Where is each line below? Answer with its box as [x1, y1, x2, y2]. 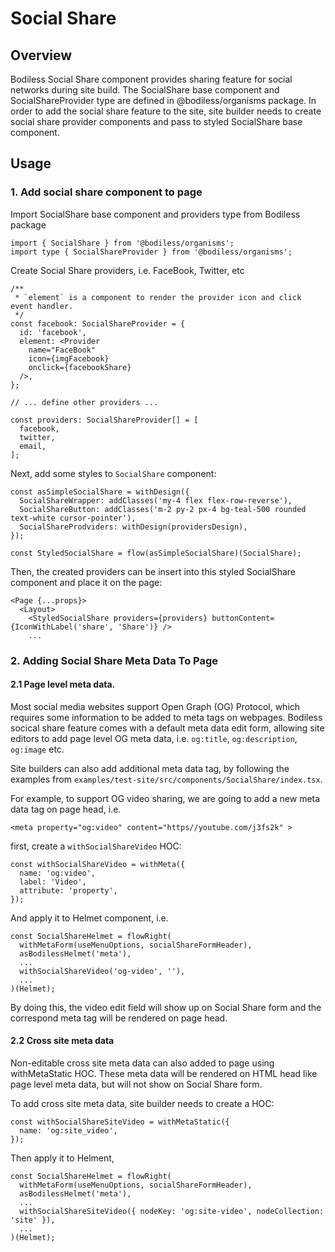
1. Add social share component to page [10, 185, 203, 199]
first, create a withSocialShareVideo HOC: [10, 840, 182, 852]
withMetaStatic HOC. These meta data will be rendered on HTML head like [10, 1068, 318, 1080]
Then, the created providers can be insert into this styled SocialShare [10, 565, 297, 577]
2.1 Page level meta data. [10, 678, 116, 691]
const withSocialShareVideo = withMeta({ [10, 859, 186, 869]
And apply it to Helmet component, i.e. [10, 912, 169, 924]
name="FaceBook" [28, 345, 97, 355]
